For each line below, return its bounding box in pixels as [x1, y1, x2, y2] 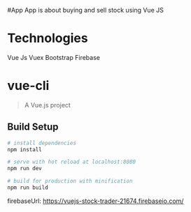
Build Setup [7, 121, 59, 133]
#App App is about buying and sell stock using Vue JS [7, 6, 164, 14]
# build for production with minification [7, 178, 133, 185]
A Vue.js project [24, 100, 71, 109]
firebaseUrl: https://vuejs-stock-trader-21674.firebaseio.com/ [7, 197, 184, 205]
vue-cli [7, 78, 50, 93]
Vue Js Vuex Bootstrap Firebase [7, 53, 100, 61]
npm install [7, 146, 42, 153]
